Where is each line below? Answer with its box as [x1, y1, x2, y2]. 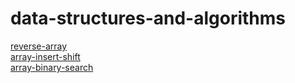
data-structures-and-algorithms [10, 7, 287, 30]
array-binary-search [10, 61, 94, 73]
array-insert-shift [10, 50, 81, 62]
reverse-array [10, 40, 68, 52]
